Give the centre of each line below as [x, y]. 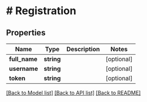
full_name [23, 59]
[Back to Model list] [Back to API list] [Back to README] [73, 93]
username [24, 69]
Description [83, 49]
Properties [26, 33]
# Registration [41, 11]
